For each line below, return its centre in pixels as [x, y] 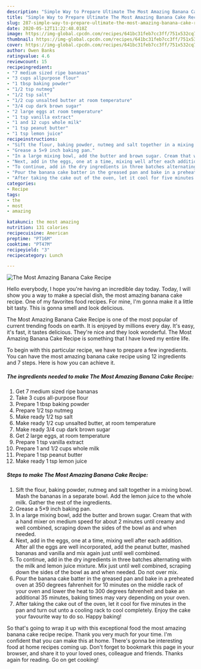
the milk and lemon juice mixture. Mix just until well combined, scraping [103, 566]
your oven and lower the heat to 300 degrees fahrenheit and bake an [100, 591]
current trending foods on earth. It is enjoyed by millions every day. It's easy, [101, 326]
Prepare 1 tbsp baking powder [52, 404]
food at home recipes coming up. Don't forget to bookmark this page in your [101, 647]
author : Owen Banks [31, 51]
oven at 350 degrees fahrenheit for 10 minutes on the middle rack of [99, 585]
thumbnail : [20, 39]
